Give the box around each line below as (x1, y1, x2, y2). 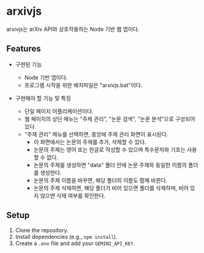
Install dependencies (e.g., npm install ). (15, 233, 118, 240)
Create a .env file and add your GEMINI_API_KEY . (15, 239, 135, 247)
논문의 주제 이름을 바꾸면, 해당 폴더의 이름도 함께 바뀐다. (33, 176, 168, 184)
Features (6, 44, 41, 54)
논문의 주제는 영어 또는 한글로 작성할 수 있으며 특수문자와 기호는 (33, 146, 186, 153)
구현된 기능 (15, 60, 42, 68)
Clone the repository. (15, 226, 69, 234)
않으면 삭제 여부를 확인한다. (40, 192, 106, 199)
